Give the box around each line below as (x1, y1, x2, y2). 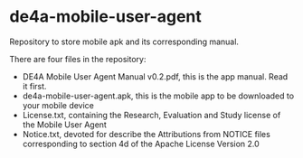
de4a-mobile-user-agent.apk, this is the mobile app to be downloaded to (22, 90, 295, 101)
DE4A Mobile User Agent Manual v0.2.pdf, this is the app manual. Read (22, 70, 289, 82)
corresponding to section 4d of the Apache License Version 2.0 (22, 138, 260, 149)
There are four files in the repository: (9, 53, 147, 64)
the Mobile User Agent (22, 119, 107, 130)
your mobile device (22, 99, 95, 110)
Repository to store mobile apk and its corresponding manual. (9, 36, 240, 47)
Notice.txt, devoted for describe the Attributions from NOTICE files (22, 128, 271, 139)
